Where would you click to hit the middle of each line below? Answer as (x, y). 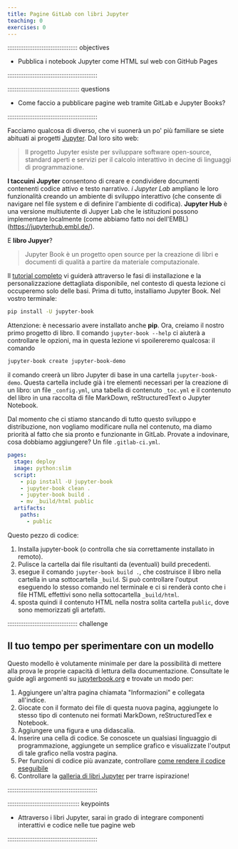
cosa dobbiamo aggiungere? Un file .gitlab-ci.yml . (84, 442)
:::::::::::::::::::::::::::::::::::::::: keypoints (58, 803)
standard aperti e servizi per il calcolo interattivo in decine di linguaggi (128, 160)
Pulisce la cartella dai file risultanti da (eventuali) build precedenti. (114, 564)
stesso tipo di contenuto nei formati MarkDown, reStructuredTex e (115, 715)
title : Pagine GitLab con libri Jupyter (68, 14)
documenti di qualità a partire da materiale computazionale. (112, 262)
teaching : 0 (25, 21)
